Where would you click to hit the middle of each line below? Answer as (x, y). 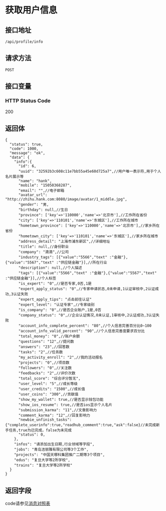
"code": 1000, (24, 149)
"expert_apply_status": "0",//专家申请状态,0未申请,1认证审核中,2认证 (86, 289)
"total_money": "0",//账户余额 (49, 336)
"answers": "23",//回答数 (44, 347)
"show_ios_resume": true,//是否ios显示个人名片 (65, 405)
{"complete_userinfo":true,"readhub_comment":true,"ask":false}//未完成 (81, 425)
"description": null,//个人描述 (50, 268)
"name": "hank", (35, 181)
